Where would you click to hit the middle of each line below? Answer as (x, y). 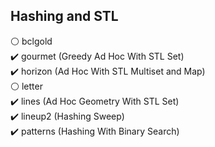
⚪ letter (26, 86)
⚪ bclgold (31, 41)
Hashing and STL (64, 16)
